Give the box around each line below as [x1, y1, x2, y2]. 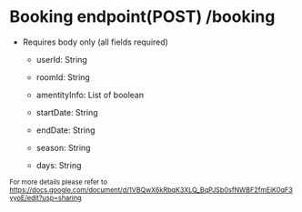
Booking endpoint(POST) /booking [9, 6, 276, 27]
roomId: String [35, 71, 91, 83]
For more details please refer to [9, 177, 107, 187]
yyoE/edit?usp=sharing [9, 193, 82, 202]
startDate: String [35, 106, 98, 117]
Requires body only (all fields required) [22, 36, 168, 47]
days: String [35, 159, 82, 170]
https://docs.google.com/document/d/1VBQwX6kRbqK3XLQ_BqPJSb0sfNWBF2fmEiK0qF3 [9, 185, 293, 195]
